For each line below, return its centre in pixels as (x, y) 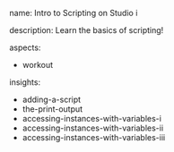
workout (38, 65)
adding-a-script (52, 99)
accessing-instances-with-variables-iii (94, 137)
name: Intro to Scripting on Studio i (74, 13)
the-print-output (52, 109)
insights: (25, 82)
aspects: (25, 47)
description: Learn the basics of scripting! (87, 30)
